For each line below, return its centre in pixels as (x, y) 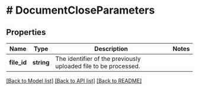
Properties (26, 32)
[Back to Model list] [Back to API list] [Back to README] (74, 81)
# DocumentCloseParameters (81, 10)
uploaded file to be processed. (98, 66)
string (41, 62)
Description (111, 49)
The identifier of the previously (98, 59)
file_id (18, 62)
